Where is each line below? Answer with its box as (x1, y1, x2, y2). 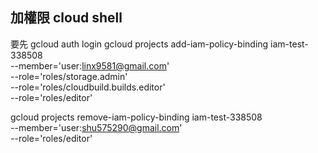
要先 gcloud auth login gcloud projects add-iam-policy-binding (10, 38, 269, 50)
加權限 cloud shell (10, 9, 123, 27)
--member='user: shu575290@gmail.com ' (10, 121, 183, 133)
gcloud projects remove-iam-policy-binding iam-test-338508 (10, 111, 263, 123)
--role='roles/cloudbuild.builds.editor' (10, 81, 166, 93)
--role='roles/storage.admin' (10, 70, 128, 82)
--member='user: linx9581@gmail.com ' (10, 59, 170, 72)
